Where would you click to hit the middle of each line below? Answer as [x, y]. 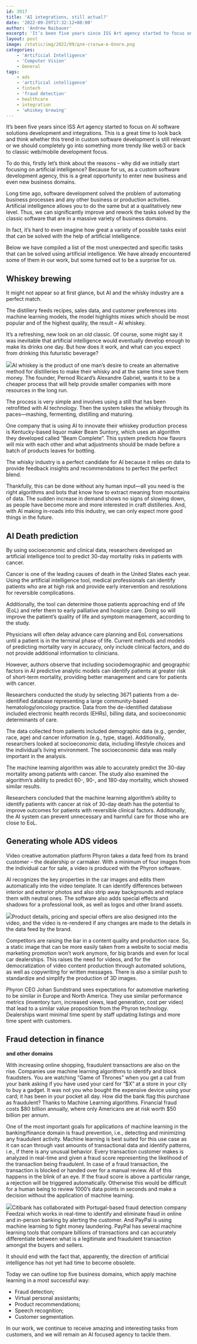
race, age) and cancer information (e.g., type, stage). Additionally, [86, 737]
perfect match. [24, 299]
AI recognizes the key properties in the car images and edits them [86, 879]
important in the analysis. [37, 756]
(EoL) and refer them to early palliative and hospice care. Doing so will [91, 610]
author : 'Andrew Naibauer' [39, 28]
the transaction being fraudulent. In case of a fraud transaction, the [87, 1164]
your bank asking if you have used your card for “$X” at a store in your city [96, 1084]
